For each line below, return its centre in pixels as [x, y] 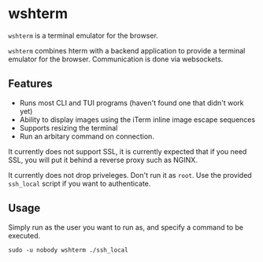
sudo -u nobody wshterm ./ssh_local [68, 250]
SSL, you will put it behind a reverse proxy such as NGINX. [103, 160]
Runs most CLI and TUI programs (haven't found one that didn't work [131, 102]
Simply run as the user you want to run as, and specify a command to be [126, 227]
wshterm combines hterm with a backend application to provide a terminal [127, 50]
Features [30, 84]
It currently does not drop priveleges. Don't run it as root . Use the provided [130, 175]
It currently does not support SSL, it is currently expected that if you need [128, 151]
